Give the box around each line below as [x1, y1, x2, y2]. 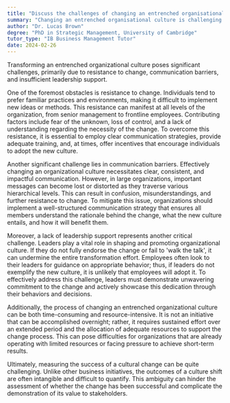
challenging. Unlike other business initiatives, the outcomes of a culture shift [7, 367, 222, 376]
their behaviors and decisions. [7, 290, 92, 298]
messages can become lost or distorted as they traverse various [7, 182, 189, 190]
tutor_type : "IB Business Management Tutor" [7, 36, 136, 42]
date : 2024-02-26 [7, 42, 57, 49]
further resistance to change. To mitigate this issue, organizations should [7, 197, 213, 204]
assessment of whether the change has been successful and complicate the [7, 382, 222, 390]
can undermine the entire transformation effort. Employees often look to [7, 254, 210, 261]
